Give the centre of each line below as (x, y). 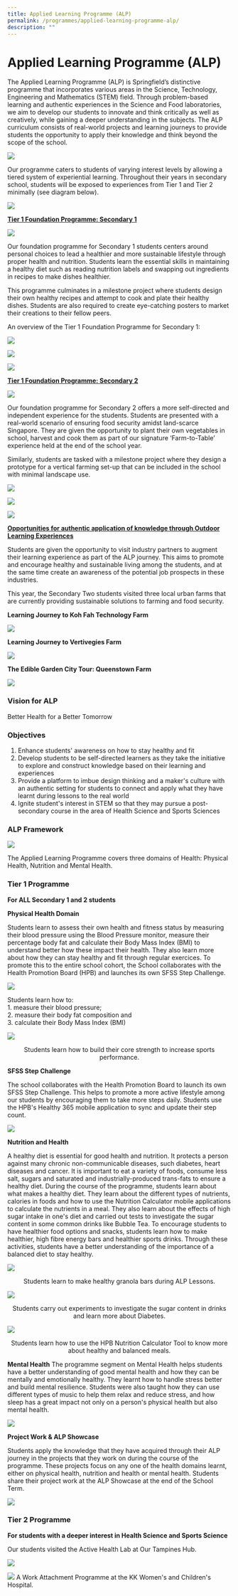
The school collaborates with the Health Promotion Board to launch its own (117, 1085)
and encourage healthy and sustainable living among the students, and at (115, 565)
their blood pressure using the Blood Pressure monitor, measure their (108, 935)
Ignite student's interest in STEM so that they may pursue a (104, 803)
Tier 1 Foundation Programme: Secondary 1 (72, 219)
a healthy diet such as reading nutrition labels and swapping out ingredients (118, 269)
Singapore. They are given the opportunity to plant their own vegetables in (116, 430)
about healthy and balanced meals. (119, 1350)
